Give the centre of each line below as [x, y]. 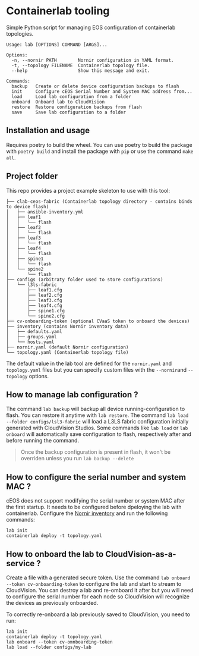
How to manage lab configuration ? [72, 395]
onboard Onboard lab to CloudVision [58, 102]
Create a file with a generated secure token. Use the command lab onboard [98, 577]
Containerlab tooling [58, 11]
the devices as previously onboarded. [52, 603]
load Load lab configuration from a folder [72, 96]
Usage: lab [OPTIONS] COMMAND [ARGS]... [57, 45]
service [20, 563]
